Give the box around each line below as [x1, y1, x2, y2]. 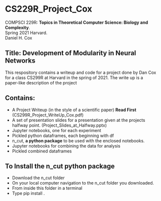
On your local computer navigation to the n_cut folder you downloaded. [12, 180, 154, 186]
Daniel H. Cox [5, 35, 32, 41]
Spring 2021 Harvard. [5, 30, 47, 35]
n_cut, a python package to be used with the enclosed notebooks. [12, 137, 145, 144]
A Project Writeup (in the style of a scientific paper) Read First [12, 107, 136, 113]
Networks [5, 57, 35, 65]
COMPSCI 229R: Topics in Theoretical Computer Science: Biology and [5, 19, 148, 25]
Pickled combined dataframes [12, 148, 72, 154]
